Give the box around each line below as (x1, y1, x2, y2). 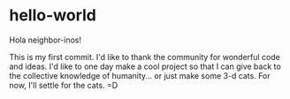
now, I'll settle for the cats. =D (9, 80, 118, 90)
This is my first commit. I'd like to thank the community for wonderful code (9, 51, 280, 62)
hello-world (9, 5, 97, 26)
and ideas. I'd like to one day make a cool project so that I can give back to (9, 61, 281, 72)
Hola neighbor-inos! (9, 34, 82, 45)
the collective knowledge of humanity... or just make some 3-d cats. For (9, 70, 271, 80)
